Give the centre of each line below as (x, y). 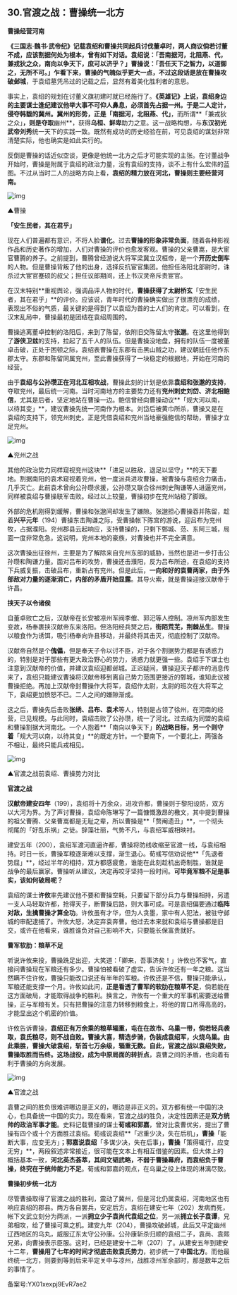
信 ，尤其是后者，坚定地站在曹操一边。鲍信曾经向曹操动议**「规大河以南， (116, 400)
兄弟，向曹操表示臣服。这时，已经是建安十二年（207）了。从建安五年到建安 (118, 1242)
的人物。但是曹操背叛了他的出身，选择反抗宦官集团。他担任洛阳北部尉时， (115, 266)
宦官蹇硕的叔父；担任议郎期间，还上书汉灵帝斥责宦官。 (106, 275)
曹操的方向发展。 (44, 1063)
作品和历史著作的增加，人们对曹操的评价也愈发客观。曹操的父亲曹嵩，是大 (115, 249)
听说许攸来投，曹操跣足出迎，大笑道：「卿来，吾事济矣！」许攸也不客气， (114, 960)
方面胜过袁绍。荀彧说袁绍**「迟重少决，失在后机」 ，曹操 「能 (139, 1133)
